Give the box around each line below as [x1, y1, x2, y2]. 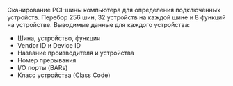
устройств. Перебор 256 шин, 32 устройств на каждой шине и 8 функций [7, 13, 226, 21]
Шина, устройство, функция [17, 34, 101, 42]
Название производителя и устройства [17, 49, 134, 57]
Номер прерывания [17, 56, 77, 64]
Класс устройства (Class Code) [17, 71, 111, 79]
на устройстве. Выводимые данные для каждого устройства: [7, 21, 190, 28]
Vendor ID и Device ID [17, 42, 81, 49]
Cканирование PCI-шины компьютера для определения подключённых [7, 6, 221, 14]
